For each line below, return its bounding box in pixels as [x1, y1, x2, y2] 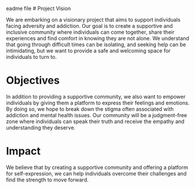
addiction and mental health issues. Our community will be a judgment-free [6, 111, 187, 118]
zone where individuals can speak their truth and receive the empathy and [6, 118, 185, 125]
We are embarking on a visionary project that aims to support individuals [6, 16, 181, 23]
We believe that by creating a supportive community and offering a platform [6, 163, 189, 171]
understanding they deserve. [6, 124, 76, 131]
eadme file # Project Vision [6, 5, 71, 12]
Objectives [6, 74, 60, 87]
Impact [6, 145, 41, 158]
